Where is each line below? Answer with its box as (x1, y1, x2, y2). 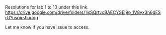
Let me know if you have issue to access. (5, 24, 89, 30)
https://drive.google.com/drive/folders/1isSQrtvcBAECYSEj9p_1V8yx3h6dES (5, 9, 161, 15)
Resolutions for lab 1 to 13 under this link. (5, 4, 89, 10)
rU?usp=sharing (5, 15, 38, 20)
